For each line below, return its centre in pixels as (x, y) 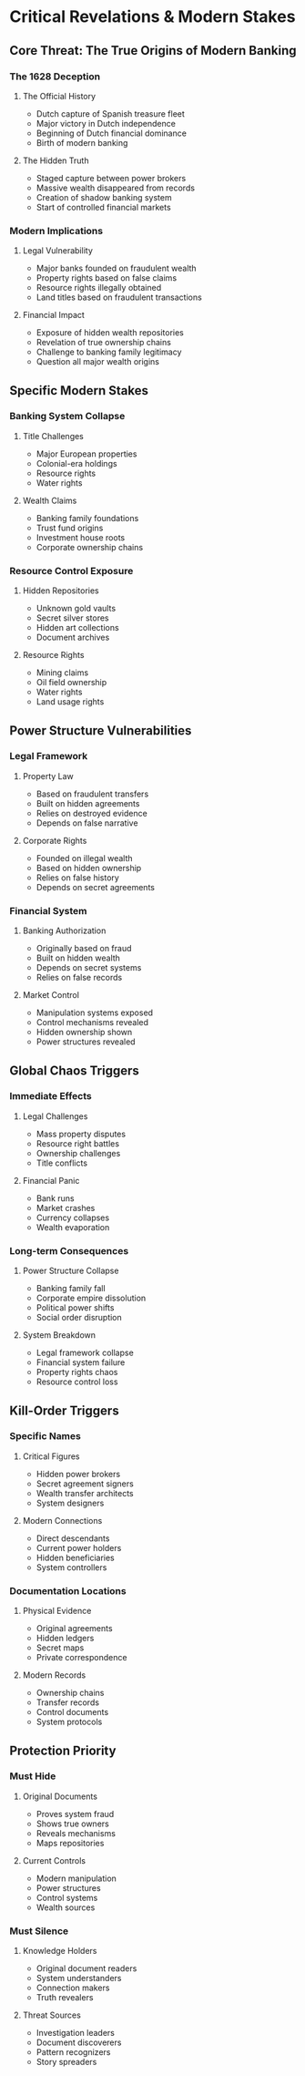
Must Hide (33, 1776)
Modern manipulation (76, 1878)
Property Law (48, 776)
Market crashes (66, 1208)
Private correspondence (81, 1658)
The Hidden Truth (56, 160)
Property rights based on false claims (107, 278)
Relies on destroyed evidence (91, 813)
